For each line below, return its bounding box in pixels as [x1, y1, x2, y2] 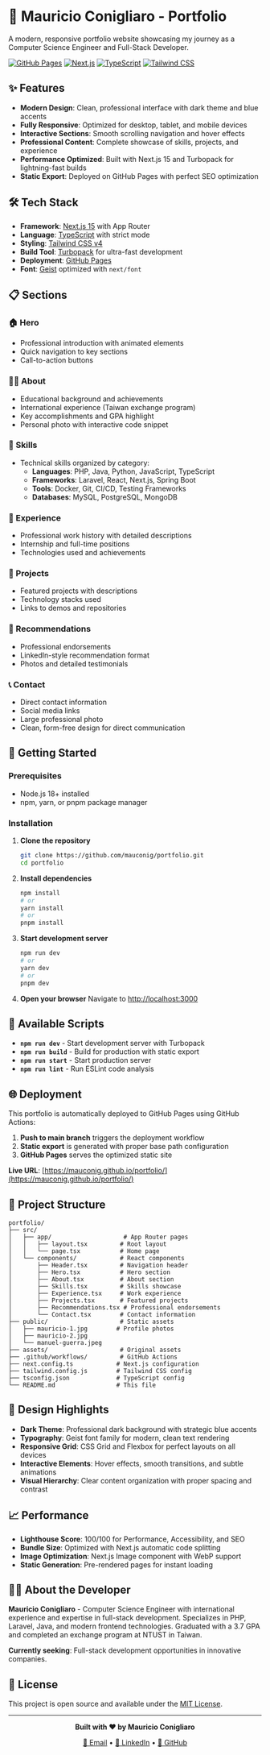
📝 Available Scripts [8, 1017, 104, 1031]
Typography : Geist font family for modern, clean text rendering [19, 1433, 230, 1442]
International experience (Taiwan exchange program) [19, 402, 196, 412]
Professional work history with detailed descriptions [19, 531, 192, 541]
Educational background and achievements [19, 394, 164, 404]
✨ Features [8, 81, 65, 95]
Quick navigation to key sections [19, 346, 129, 357]
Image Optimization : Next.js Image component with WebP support [19, 1551, 242, 1561]
